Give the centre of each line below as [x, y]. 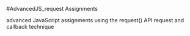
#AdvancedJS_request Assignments [52, 9]
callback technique [30, 27]
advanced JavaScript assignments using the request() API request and [95, 20]
